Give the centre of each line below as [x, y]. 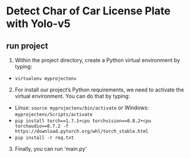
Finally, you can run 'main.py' [51, 149]
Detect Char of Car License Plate [88, 11]
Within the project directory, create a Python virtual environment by [97, 60]
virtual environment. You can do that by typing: [72, 96]
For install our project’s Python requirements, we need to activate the [99, 90]
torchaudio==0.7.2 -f [41, 126]
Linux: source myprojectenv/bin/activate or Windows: [82, 108]
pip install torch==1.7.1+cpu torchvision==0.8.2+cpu [83, 121]
